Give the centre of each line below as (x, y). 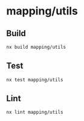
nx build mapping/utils (36, 47)
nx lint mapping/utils (35, 113)
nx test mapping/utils (35, 79)
